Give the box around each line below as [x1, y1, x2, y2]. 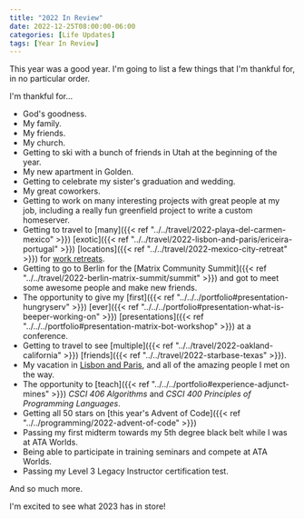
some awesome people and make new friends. [22, 283, 198, 294]
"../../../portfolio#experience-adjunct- [151, 379, 289, 390]
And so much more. [9, 484, 83, 494]
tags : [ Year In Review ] [9, 38, 100, 48]
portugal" [22, 244, 59, 255]
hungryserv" [22, 302, 70, 313]
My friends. [22, 128, 66, 139]
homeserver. [22, 215, 71, 225]
